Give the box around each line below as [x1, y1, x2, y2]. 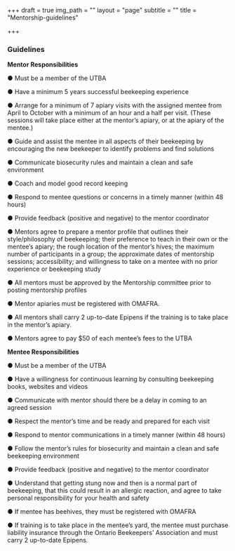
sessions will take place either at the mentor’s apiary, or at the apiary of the [7, 116, 224, 125]
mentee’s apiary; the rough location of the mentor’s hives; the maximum [7, 242, 215, 251]
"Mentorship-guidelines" [7, 13, 79, 22]
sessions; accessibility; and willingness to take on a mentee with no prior [7, 258, 218, 266]
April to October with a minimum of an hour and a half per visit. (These [7, 109, 211, 117]
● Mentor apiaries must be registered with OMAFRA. [7, 300, 160, 308]
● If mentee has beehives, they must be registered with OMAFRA [7, 507, 196, 516]
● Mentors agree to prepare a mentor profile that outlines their [7, 227, 189, 236]
